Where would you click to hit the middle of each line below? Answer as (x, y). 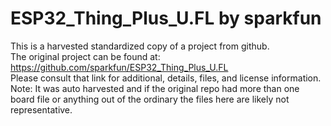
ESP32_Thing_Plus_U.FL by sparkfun (166, 18)
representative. (41, 109)
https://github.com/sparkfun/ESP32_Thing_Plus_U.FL (119, 67)
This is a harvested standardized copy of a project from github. (140, 46)
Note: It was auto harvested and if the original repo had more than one (155, 88)
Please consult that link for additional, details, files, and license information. (166, 78)
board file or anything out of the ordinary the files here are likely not (150, 99)
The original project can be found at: (85, 56)
